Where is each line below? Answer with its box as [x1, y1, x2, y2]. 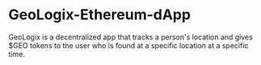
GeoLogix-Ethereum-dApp [8, 6, 192, 24]
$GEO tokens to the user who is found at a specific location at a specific [8, 40, 249, 50]
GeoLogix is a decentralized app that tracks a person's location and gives [8, 32, 253, 42]
